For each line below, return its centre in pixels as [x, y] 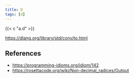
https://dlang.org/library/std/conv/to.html [46, 38]
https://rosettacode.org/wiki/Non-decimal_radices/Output [70, 71]
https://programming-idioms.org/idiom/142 [55, 65]
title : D [14, 10]
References [23, 53]
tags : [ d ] [15, 14]
